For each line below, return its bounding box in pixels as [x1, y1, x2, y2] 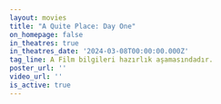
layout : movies [9, 13, 67, 23]
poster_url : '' [9, 64, 67, 73]
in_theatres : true [9, 38, 79, 48]
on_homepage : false [9, 30, 84, 39]
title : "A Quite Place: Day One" [9, 22, 136, 31]
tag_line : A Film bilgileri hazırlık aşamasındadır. [9, 55, 214, 64]
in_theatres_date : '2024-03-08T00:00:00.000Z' [9, 47, 189, 56]
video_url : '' [9, 72, 64, 81]
